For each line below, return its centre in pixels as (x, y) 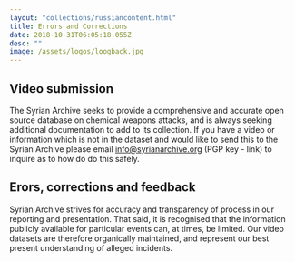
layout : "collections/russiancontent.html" (93, 18)
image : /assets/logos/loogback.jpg (77, 52)
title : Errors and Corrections (69, 26)
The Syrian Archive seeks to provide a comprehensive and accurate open (147, 110)
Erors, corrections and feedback (103, 187)
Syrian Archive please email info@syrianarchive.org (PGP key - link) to (141, 149)
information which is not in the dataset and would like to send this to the (144, 139)
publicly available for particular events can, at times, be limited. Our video (147, 228)
